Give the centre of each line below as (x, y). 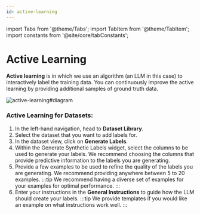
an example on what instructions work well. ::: (71, 204)
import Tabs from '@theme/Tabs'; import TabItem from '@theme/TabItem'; (98, 29)
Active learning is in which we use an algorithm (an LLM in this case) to (95, 76)
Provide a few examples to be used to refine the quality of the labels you (104, 166)
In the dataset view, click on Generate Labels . (71, 141)
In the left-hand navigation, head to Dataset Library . (79, 129)
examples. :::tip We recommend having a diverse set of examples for (99, 179)
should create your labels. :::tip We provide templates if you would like (101, 198)
